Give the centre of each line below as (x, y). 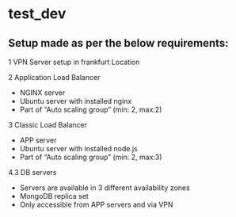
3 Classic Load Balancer (48, 125)
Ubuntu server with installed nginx (76, 101)
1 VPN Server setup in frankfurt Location (74, 62)
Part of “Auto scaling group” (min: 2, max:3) (91, 157)
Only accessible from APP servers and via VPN (96, 204)
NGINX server (42, 93)
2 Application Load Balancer (54, 77)
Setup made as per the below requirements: (118, 43)
